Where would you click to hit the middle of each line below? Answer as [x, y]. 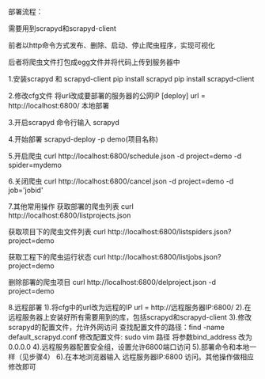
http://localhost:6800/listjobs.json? [165, 257]
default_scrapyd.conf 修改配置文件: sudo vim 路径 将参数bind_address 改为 [131, 337]
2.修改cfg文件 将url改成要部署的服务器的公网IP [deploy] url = [107, 96]
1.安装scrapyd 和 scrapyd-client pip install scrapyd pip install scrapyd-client [131, 79]
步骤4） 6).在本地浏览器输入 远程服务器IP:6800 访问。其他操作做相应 [142, 357]
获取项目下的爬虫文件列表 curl [57, 231]
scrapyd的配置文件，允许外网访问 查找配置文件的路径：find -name [117, 327]
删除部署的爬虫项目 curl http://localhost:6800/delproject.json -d [112, 282]
